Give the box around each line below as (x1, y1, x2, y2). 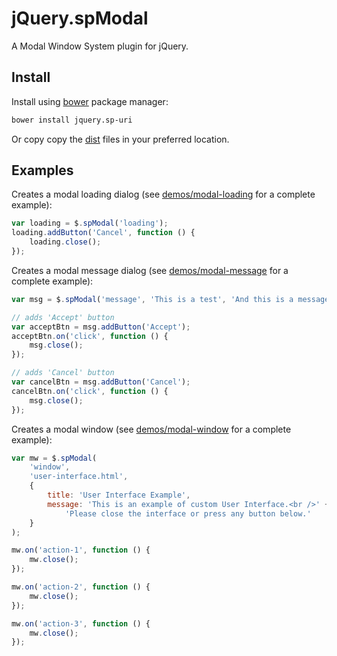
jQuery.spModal (11, 7, 149, 30)
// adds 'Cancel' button (11, 368, 115, 378)
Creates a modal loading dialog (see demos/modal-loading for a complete (11, 188, 316, 201)
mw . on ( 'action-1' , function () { (11, 545, 151, 556)
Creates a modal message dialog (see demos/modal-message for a (11, 264, 289, 276)
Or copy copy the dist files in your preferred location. (11, 133, 230, 145)
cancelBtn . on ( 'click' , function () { (11, 386, 169, 396)
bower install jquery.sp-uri (11, 115, 133, 125)
